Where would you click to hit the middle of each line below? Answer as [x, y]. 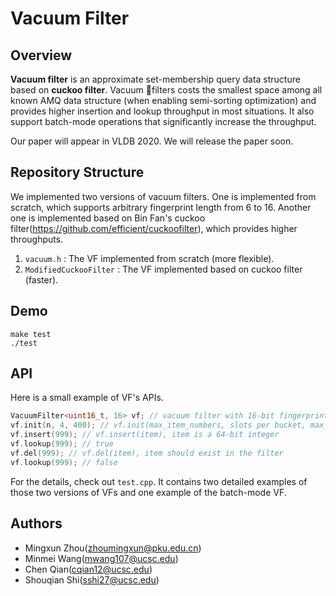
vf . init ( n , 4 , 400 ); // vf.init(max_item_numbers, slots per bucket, [158, 425]
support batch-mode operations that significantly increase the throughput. [163, 121]
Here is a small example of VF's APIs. [87, 398]
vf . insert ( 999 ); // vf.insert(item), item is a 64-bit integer [145, 435]
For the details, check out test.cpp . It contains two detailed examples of [159, 481]
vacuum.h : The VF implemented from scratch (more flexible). [149, 258]
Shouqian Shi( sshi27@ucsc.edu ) [92, 579]
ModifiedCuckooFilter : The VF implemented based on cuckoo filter [163, 269]
